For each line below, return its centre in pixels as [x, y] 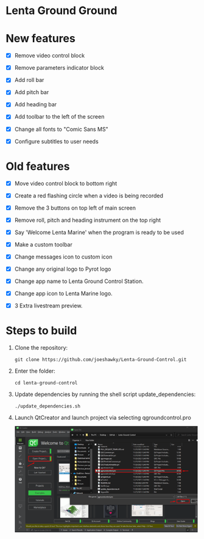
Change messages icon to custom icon [63, 257]
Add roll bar [29, 80]
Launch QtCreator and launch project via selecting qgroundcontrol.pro [103, 418]
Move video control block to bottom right [66, 183]
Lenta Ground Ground [62, 11]
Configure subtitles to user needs [56, 141]
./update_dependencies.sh [47, 406]
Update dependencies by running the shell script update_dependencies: [105, 394]
